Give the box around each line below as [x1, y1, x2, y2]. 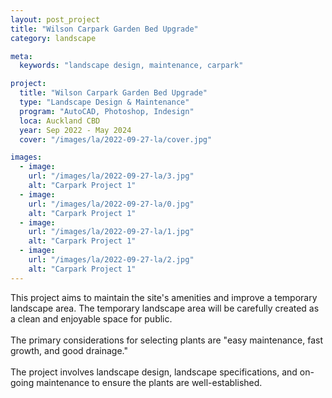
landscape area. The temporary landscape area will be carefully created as [10, 302, 320, 314]
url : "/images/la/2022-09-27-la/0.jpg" [28, 199, 195, 209]
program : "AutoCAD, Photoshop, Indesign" [19, 106, 195, 116]
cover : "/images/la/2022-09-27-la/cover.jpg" [19, 134, 213, 145]
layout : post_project [10, 14, 101, 25]
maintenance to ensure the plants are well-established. [36, 376, 263, 388]
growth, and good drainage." [10, 344, 128, 356]
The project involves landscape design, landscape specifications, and [10, 366, 298, 378]
